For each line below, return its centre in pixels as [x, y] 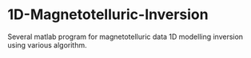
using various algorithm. [47, 44]
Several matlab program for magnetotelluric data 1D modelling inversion [125, 37]
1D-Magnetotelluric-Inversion [108, 15]
